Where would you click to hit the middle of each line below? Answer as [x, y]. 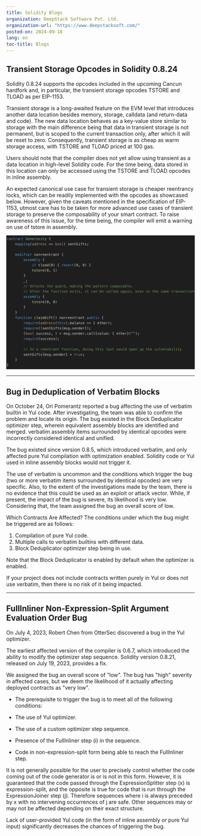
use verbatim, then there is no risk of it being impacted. [74, 584]
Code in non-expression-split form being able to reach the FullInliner [99, 752]
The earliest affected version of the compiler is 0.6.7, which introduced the [98, 650]
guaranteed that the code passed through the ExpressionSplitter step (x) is [98, 783]
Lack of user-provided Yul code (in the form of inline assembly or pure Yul [98, 820]
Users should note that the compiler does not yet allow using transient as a [98, 158]
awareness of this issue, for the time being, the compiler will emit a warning [99, 220]
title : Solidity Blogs [34, 13]
